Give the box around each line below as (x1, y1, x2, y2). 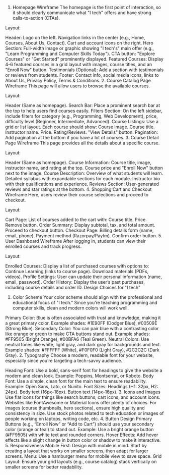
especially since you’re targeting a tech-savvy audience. (5, 358, 122, 363)
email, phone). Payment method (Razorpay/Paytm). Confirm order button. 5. (5, 233, 162, 239)
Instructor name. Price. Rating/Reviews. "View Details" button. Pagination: (5, 129, 158, 135)
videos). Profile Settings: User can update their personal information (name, (5, 274, 162, 280)
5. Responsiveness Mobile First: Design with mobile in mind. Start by (5, 443, 147, 448)
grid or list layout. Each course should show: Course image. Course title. (5, 124, 155, 130)
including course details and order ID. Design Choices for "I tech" (5, 285, 141, 290)
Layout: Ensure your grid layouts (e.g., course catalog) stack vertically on (5, 459, 157, 464)
